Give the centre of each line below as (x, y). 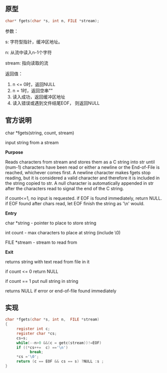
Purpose (14, 152)
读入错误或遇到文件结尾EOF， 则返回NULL (56, 103)
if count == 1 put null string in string (42, 281)
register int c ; (33, 329)
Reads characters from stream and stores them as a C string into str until (80, 162)
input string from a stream (32, 142)
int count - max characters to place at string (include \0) (63, 232)
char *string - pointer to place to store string (51, 223)
